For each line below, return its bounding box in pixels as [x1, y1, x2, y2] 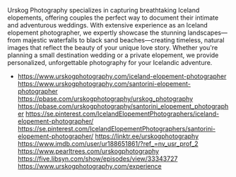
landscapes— [187, 28, 228, 37]
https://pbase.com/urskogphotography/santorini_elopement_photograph [17, 102, 229, 110]
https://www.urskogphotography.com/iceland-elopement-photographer [17, 72, 227, 80]
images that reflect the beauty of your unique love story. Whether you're [7, 44, 218, 51]
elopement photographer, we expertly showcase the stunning [7, 28, 187, 37]
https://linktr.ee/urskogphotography [95, 132, 199, 140]
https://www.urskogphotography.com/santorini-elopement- [17, 80, 191, 87]
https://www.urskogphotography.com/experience [17, 162, 163, 170]
